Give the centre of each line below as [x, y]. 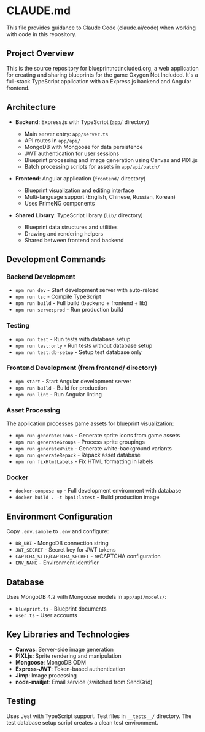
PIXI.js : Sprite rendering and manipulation [68, 656]
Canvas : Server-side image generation [64, 649]
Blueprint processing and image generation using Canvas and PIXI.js [111, 160]
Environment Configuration [60, 516]
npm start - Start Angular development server [73, 381]
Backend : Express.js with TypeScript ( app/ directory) [82, 122]
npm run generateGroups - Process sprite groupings [80, 442]
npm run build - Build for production [61, 388]
